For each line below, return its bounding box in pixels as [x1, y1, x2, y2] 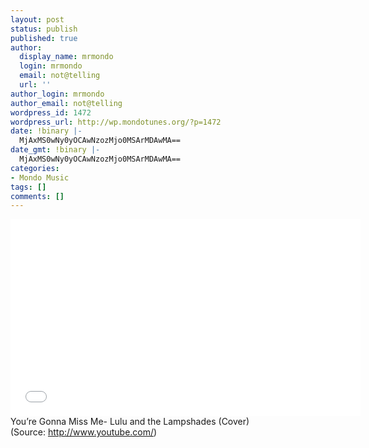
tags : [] [10, 182, 47, 192]
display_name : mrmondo [19, 52, 114, 62]
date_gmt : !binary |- [10, 145, 101, 155]
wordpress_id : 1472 [10, 107, 92, 118]
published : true [10, 33, 78, 43]
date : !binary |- [10, 126, 83, 136]
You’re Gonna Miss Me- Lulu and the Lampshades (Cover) [10, 416, 250, 428]
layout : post [10, 14, 65, 25]
